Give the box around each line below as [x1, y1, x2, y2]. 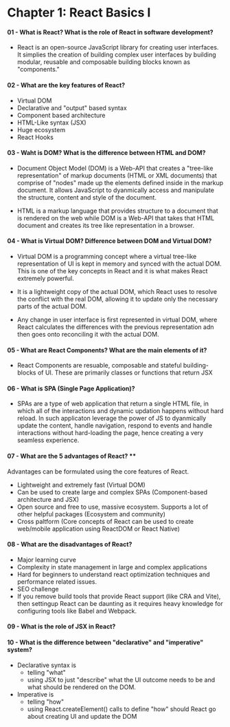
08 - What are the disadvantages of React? [7, 540, 133, 549]
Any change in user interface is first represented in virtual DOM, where [16, 315, 218, 324]
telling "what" [27, 668, 67, 676]
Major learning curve [16, 556, 77, 564]
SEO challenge [16, 584, 59, 593]
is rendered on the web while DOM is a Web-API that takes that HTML [16, 213, 215, 222]
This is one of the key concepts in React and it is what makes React [16, 267, 208, 275]
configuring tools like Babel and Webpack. [16, 607, 137, 615]
